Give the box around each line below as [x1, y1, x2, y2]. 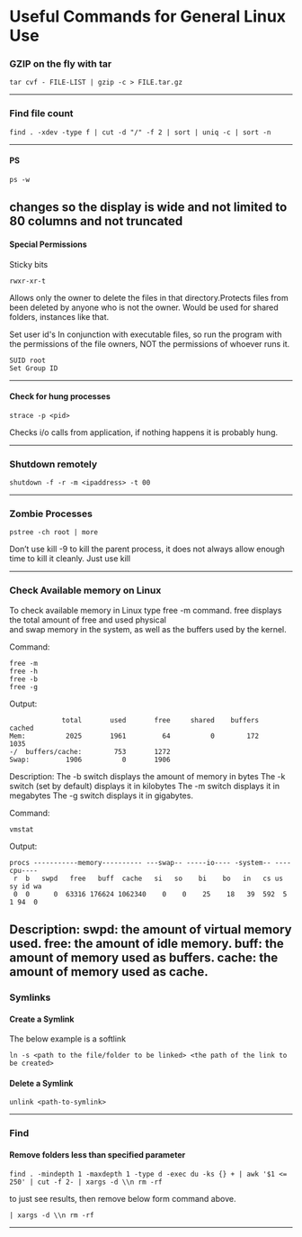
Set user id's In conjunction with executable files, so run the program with [9, 329, 282, 340]
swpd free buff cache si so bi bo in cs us [41, 874, 283, 883]
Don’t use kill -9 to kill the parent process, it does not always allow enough [9, 543, 285, 555]
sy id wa [9, 881, 42, 891]
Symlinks [9, 991, 51, 1004]
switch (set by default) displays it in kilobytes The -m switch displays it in [9, 780, 280, 791]
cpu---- [9, 866, 39, 875]
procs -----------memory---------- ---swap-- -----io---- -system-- [9, 858, 271, 867]
